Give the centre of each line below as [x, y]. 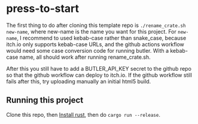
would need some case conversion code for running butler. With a [88, 50]
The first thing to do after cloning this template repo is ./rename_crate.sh [96, 25]
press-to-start [43, 9]
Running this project [45, 100]
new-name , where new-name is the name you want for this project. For [91, 31]
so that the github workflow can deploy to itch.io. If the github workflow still [99, 75]
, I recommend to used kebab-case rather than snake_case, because [102, 38]
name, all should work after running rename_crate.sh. [85, 57]
